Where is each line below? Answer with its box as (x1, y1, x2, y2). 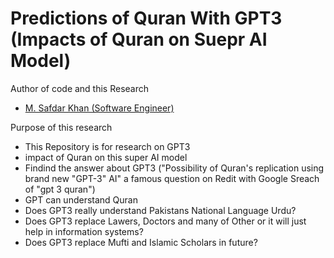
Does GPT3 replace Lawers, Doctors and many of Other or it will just (24, 215, 307, 227)
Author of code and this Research (10, 82, 150, 94)
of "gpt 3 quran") (24, 183, 96, 195)
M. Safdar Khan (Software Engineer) (24, 102, 175, 114)
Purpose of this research (10, 121, 113, 133)
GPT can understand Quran (24, 193, 138, 206)
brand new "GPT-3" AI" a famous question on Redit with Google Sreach (24, 172, 320, 184)
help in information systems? (24, 225, 144, 237)
